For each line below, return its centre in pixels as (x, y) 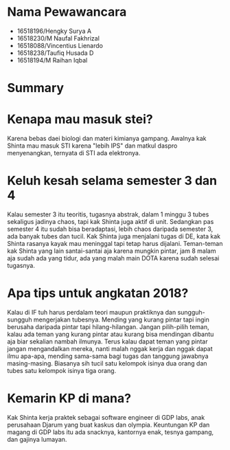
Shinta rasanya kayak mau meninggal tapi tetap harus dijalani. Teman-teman (115, 244)
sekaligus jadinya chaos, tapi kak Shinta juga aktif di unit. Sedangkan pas (111, 222)
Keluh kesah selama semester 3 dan (112, 181)
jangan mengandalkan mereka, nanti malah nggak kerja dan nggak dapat (110, 348)
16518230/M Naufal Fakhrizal (58, 38)
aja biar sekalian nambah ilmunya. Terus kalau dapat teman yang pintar (107, 341)
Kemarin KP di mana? (69, 398)
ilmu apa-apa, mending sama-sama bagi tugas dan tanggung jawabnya (108, 356)
